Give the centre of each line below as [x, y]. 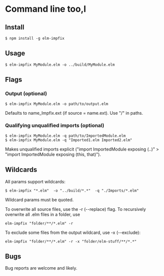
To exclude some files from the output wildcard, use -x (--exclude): [73, 232]
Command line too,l [46, 9]
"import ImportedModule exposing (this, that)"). [53, 154]
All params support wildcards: [35, 181]
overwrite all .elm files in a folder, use [43, 214]
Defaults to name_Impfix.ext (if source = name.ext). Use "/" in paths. [74, 113]
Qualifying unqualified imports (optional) [55, 125]
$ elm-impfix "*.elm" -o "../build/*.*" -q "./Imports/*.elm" [72, 190]
